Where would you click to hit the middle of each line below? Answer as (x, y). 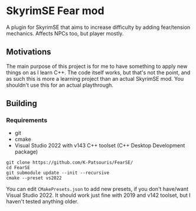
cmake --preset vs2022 (34, 178)
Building (22, 103)
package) (26, 152)
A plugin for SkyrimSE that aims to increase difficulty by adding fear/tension (98, 27)
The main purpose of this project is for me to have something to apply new (97, 66)
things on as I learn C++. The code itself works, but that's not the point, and (98, 72)
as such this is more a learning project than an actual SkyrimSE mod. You (95, 78)
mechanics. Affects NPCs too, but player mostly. (65, 33)
